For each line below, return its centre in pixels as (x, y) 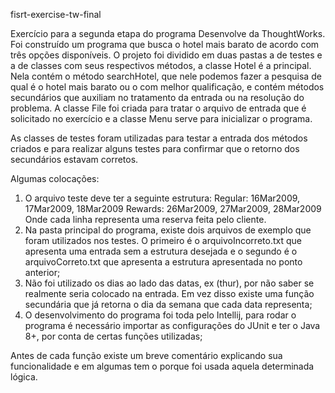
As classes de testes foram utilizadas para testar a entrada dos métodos (159, 138)
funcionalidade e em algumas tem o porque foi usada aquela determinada (162, 366)
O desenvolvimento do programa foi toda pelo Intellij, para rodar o (160, 315)
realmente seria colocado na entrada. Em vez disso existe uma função (169, 293)
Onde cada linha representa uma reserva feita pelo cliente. (145, 219)
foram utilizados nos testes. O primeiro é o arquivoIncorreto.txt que (163, 240)
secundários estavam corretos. (74, 159)
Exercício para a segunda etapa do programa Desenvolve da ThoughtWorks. (168, 33)
